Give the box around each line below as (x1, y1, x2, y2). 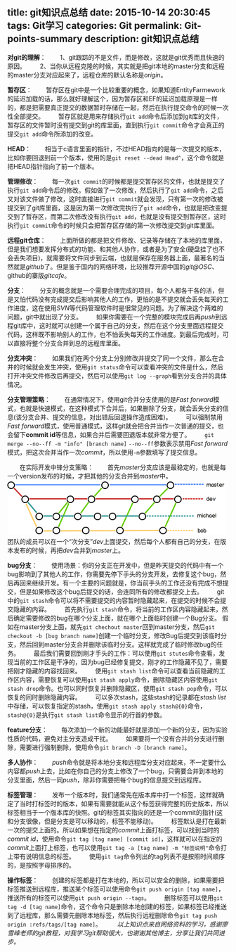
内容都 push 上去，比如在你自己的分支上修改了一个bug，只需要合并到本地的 (7, 766, 223, 775)
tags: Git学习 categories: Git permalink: (7, 20, 183, 32)
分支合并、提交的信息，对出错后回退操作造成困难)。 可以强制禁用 (22, 412, 223, 421)
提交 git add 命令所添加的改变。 (7, 129, 98, 138)
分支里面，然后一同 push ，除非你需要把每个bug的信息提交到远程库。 (7, 775, 205, 784)
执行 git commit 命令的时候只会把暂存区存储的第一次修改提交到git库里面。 (7, 221, 219, 229)
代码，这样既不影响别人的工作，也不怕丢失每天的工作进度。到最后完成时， (7, 330, 223, 338)
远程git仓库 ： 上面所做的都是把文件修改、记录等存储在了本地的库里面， (7, 236, 226, 244)
